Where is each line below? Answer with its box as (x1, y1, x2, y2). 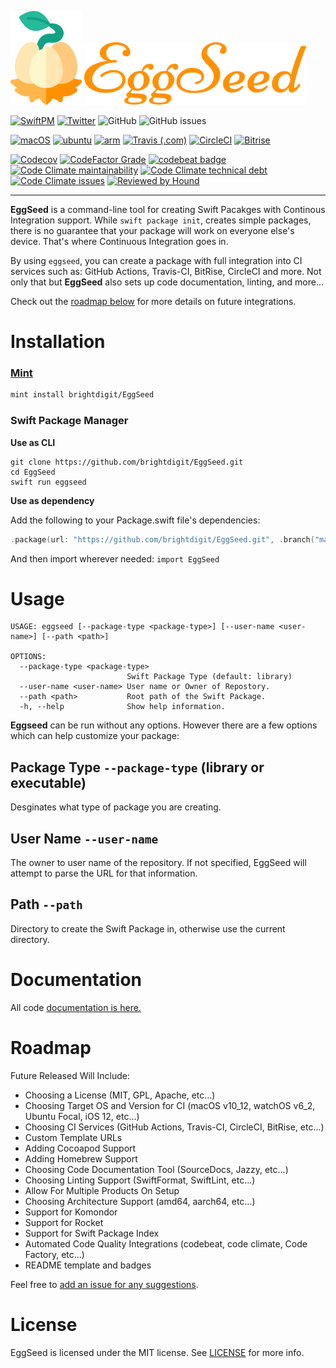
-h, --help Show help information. (19, 702, 226, 712)
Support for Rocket (24, 1216, 104, 1228)
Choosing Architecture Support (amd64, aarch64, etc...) (24, 1195, 256, 1207)
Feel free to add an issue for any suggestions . (10, 1278, 199, 1290)
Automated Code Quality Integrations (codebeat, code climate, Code (24, 1237, 308, 1250)
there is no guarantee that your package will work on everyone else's (10, 225, 295, 236)
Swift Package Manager (10, 414, 129, 428)
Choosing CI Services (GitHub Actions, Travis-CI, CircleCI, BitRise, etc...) (24, 1121, 325, 1133)
